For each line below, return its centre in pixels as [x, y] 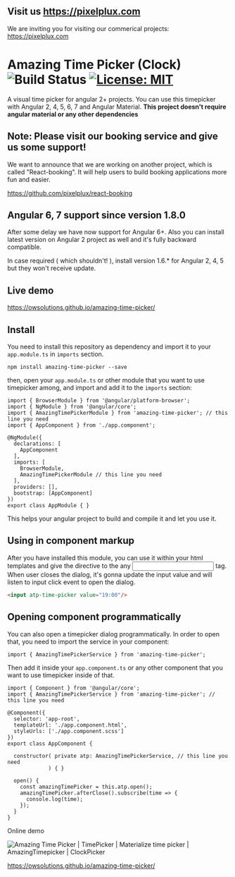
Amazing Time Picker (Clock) [94, 65]
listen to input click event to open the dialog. [71, 582]
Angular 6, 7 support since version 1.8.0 [97, 215]
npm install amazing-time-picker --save [68, 367]
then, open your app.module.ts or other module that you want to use [106, 380]
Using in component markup [71, 541]
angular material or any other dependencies [73, 114]
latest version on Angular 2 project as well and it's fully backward [102, 240]
